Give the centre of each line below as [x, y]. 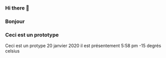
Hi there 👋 [17, 8]
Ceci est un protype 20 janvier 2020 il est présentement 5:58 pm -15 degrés [83, 46]
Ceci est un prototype [32, 34]
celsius [12, 51]
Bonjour [15, 21]
